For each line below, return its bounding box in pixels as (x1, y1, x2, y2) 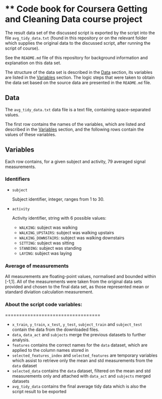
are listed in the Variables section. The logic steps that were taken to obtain (5, 74, 155, 80)
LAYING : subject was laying (19, 250, 72, 256)
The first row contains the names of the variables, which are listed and (5, 121, 146, 127)
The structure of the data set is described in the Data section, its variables (5, 69, 153, 75)
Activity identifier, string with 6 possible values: (12, 215, 106, 221)
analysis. (12, 337, 30, 343)
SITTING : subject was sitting (19, 240, 74, 246)
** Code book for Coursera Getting (5, 3, 147, 15)
